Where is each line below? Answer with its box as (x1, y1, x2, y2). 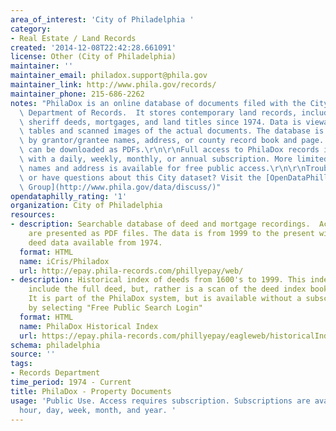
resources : (10, 210, 56, 220)
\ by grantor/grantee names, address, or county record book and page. (19, 136, 325, 146)
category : (10, 24, 52, 34)
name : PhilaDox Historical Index (19, 321, 159, 331)
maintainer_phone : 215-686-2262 (10, 89, 145, 99)
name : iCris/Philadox (19, 256, 110, 266)
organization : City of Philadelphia (10, 201, 163, 211)
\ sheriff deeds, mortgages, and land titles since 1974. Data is (19, 117, 302, 127)
